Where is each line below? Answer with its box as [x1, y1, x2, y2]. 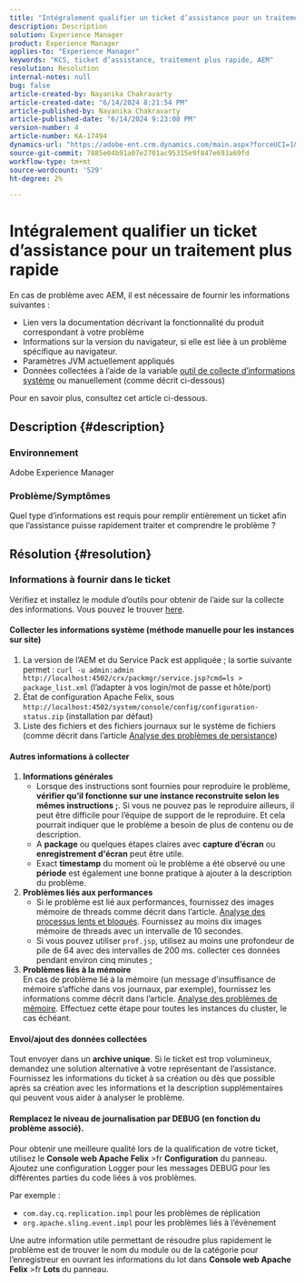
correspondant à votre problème [22, 326, 144, 337]
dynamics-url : [9, 140, 64, 149]
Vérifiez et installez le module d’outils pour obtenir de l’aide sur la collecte [9, 594, 284, 605]
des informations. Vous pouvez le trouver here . [9, 604, 185, 615]
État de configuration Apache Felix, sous [22, 692, 175, 703]
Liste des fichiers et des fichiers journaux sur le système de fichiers [22, 720, 277, 732]
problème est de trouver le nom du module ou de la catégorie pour [9, 1244, 259, 1255]
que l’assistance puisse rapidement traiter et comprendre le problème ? [9, 520, 276, 531]
